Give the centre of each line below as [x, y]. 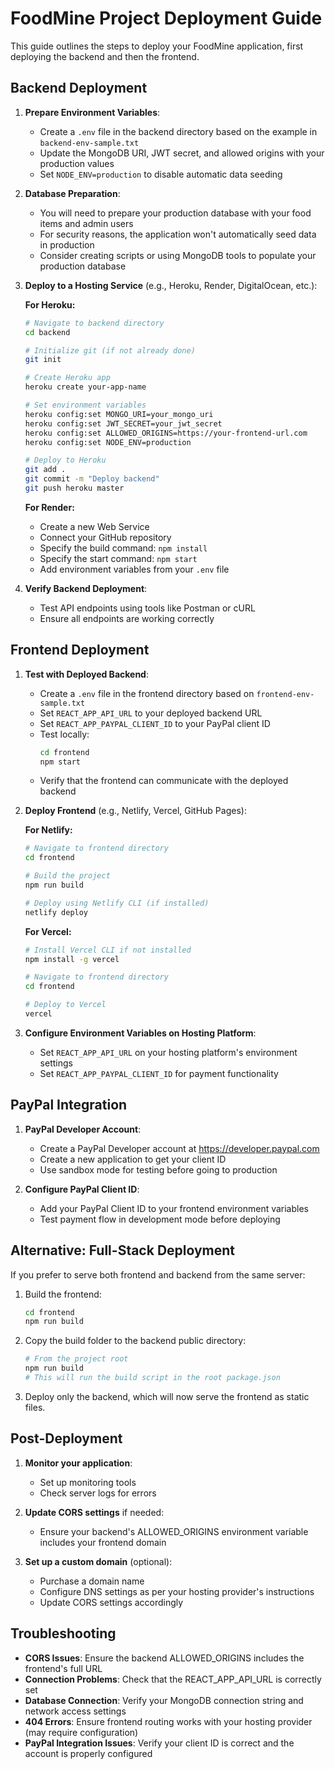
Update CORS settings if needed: [94, 1512]
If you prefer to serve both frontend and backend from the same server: [158, 1274]
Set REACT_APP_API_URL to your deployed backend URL [151, 713]
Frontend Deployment [80, 650]
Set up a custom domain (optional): [98, 1561]
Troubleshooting [63, 1633]
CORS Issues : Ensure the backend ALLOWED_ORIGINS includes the [164, 1658]
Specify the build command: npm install [123, 548]
